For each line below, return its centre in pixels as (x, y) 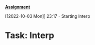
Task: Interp (30, 36)
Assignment (18, 7)
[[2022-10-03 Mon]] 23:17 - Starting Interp (48, 16)
